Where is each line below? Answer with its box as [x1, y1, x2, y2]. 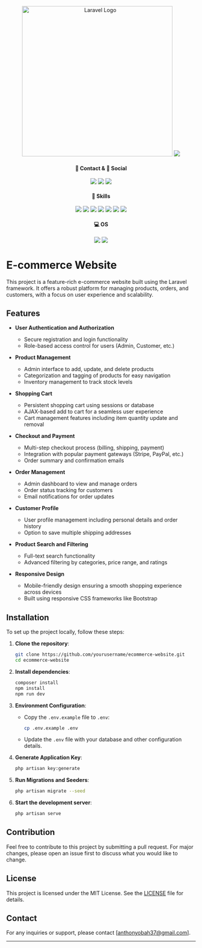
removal [23, 421, 44, 428]
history [23, 523, 41, 530]
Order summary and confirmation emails [23, 457, 124, 464]
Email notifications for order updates [23, 493, 115, 500]
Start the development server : [14, 799, 92, 806]
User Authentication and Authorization [14, 324, 114, 331]
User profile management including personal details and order [23, 516, 178, 523]
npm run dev [14, 691, 45, 697]
